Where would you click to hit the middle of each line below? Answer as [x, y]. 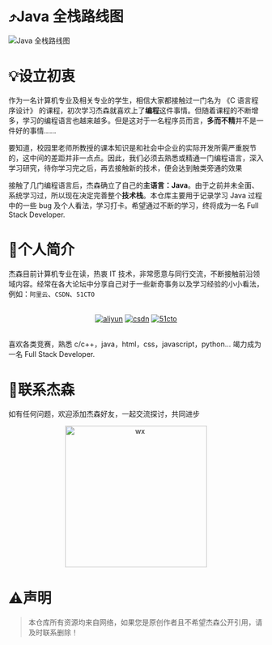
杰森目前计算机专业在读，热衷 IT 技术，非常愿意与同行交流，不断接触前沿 [131, 274]
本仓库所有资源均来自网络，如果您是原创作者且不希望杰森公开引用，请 [145, 622]
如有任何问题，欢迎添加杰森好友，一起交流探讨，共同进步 [104, 414]
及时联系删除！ [53, 632]
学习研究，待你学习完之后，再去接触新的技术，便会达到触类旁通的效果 [125, 168]
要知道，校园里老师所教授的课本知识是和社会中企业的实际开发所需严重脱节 [132, 147]
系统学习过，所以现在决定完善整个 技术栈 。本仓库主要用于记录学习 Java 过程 [136, 195]
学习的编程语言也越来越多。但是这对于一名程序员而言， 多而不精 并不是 [139, 120]
